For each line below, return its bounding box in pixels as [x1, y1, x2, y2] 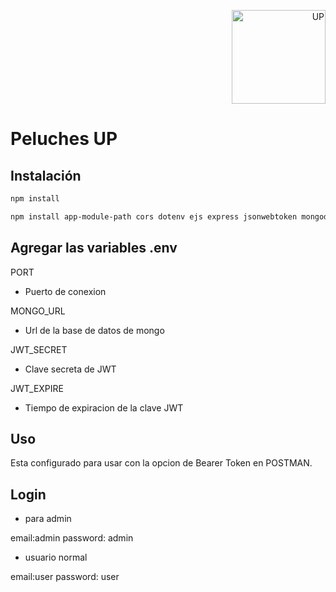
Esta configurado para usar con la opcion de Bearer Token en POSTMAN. [10, 457, 313, 469]
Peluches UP [10, 128, 118, 150]
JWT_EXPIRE [10, 382, 64, 394]
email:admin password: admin [10, 532, 134, 544]
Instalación [10, 167, 82, 184]
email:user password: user [10, 571, 120, 583]
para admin [24, 513, 72, 525]
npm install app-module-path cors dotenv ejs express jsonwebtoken [10, 211, 298, 222]
